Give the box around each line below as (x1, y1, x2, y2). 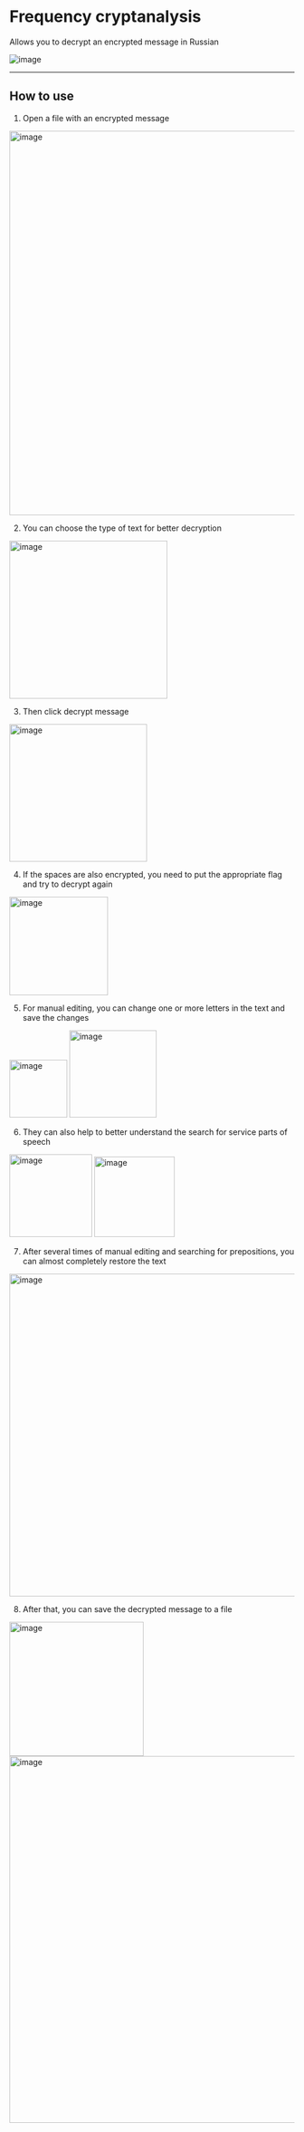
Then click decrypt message (22, 706, 129, 716)
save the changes (22, 1012, 90, 1023)
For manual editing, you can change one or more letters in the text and (22, 1003, 285, 1013)
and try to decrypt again (22, 879, 113, 889)
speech (22, 1136, 52, 1147)
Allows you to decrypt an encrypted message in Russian (9, 36, 220, 47)
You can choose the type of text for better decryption (22, 523, 222, 533)
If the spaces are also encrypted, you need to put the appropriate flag (22, 869, 283, 879)
